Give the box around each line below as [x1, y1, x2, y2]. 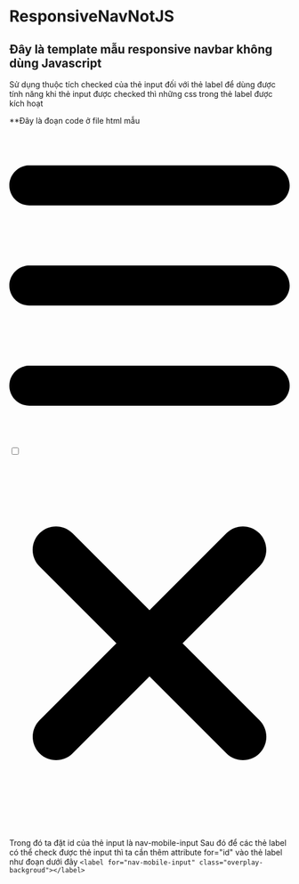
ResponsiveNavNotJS [9, 6, 175, 27]
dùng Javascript [9, 55, 102, 70]
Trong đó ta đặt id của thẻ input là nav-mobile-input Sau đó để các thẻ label [9, 838, 287, 848]
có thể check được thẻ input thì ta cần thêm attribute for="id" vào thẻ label [9, 848, 283, 857]
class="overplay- [198, 858, 264, 867]
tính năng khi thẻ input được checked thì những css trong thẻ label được [9, 89, 273, 99]
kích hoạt [9, 98, 44, 109]
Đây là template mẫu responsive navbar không [9, 42, 273, 57]
